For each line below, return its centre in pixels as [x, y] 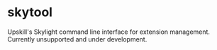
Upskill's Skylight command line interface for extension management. [109, 32]
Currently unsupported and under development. [77, 39]
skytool [30, 12]
